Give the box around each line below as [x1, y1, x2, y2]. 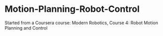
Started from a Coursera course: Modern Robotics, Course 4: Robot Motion [4, 20, 158, 26]
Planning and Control [4, 25, 48, 31]
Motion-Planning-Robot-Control [4, 3, 140, 15]
